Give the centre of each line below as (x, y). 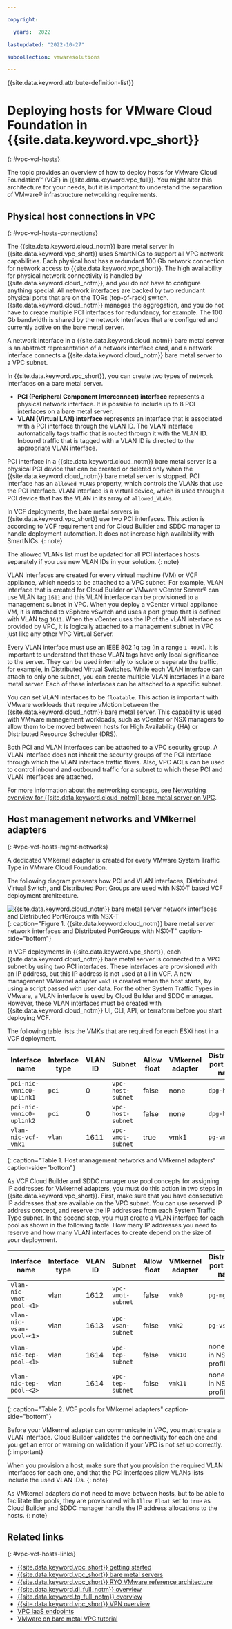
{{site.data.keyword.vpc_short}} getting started (84, 1567)
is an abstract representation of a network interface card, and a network (110, 348)
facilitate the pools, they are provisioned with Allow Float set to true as (109, 1500)
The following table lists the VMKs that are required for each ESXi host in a (113, 1031)
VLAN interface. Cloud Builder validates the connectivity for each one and (112, 1437)
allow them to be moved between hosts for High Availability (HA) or (103, 727)
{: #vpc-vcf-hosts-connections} (52, 233)
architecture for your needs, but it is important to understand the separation (115, 187)
